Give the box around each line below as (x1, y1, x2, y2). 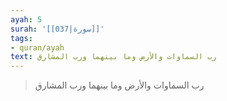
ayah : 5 (10, 14, 43, 25)
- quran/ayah (10, 42, 65, 53)
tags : (10, 33, 33, 43)
